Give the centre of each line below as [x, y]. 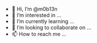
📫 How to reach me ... [39, 34]
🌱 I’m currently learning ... [43, 21]
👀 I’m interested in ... [36, 15]
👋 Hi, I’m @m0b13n [34, 9]
